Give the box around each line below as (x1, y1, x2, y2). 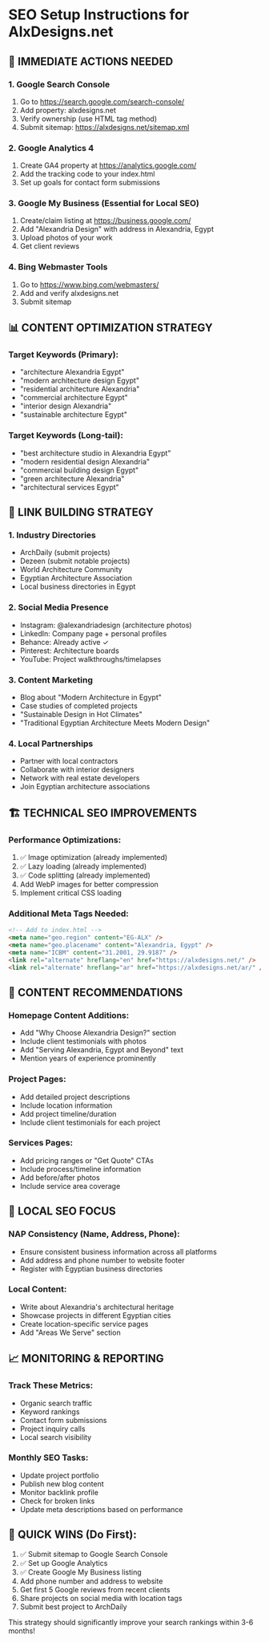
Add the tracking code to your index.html (19, 169, 155, 179)
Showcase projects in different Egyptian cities (19, 1310, 171, 1320)
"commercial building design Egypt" (19, 465, 139, 475)
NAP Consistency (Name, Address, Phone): (8, 1229, 180, 1240)
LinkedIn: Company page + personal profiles (19, 628, 167, 639)
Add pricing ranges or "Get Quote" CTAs (19, 1155, 155, 1165)
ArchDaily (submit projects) (19, 548, 110, 557)
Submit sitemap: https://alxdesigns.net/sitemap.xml (19, 122, 190, 132)
